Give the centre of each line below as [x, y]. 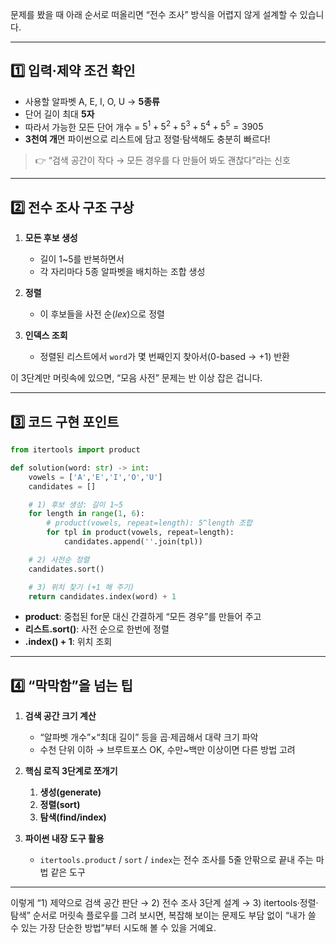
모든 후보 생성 [51, 238]
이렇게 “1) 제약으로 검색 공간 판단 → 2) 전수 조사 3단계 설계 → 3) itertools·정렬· [164, 903]
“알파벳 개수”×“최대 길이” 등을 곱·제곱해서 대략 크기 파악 [149, 737]
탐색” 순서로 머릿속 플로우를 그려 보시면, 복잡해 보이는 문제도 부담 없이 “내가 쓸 [163, 915]
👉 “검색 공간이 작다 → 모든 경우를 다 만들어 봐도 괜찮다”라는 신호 [162, 160]
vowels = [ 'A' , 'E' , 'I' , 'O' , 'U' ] [95, 477]
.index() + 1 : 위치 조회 [68, 642]
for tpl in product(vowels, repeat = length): [140, 533]
